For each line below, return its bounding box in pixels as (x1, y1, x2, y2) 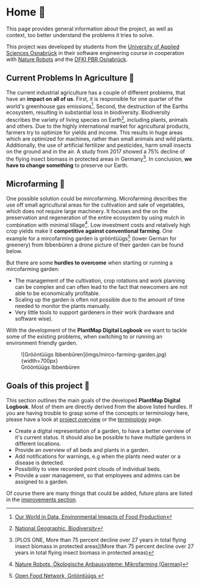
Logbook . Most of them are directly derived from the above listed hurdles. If (6, 403, 193, 410)
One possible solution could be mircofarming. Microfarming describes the (6, 195, 187, 202)
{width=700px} (21, 357, 58, 364)
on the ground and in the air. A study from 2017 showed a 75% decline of (6, 148, 186, 155)
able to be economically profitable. (14, 290, 100, 297)
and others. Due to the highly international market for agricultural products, (6, 122, 190, 130)
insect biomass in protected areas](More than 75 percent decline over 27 (14, 543, 195, 550)
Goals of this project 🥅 (6, 381, 90, 391)
